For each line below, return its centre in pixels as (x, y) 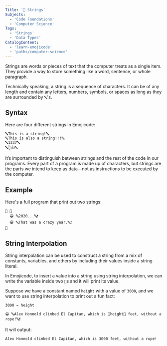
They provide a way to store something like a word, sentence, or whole (78, 71)
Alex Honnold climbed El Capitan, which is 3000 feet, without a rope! (81, 338)
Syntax (16, 112)
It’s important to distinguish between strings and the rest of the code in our (82, 158)
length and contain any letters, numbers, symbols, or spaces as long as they (83, 92)
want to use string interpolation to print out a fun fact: (60, 296)
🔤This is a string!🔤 (27, 134)
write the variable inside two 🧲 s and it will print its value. (63, 281)
